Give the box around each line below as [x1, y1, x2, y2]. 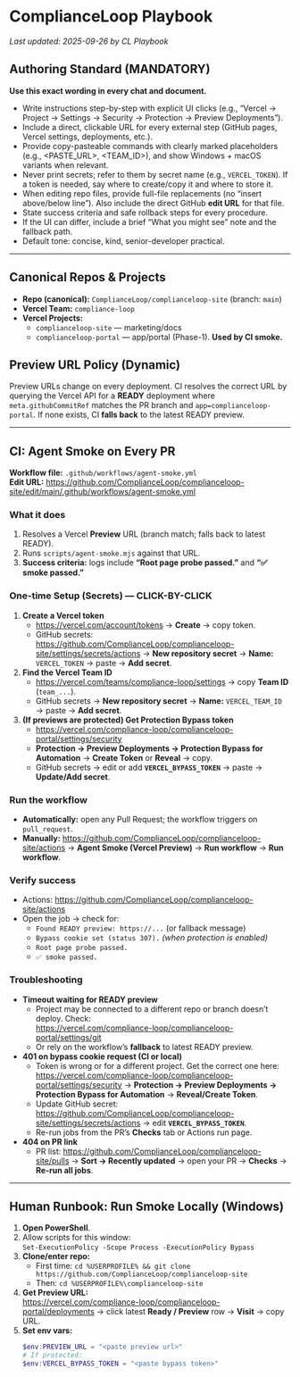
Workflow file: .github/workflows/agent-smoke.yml [9, 467, 197, 479]
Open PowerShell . [21, 1223, 91, 1233]
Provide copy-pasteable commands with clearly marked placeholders [21, 140, 279, 151]
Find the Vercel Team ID [21, 667, 113, 678]
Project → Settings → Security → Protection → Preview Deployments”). [21, 112, 284, 122]
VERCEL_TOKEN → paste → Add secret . [35, 657, 172, 668]
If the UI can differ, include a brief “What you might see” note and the [21, 216, 277, 227]
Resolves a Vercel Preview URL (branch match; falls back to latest [21, 529, 266, 539]
